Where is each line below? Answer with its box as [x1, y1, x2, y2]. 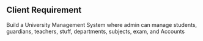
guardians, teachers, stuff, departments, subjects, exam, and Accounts [6, 28, 185, 35]
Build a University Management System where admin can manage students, [6, 21, 197, 28]
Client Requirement [6, 5, 82, 15]
